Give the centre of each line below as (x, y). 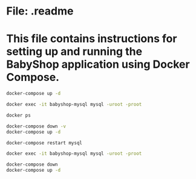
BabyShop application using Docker (98, 64)
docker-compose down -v (36, 126)
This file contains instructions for (92, 39)
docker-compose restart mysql (44, 143)
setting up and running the (74, 52)
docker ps (19, 115)
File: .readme (40, 11)
